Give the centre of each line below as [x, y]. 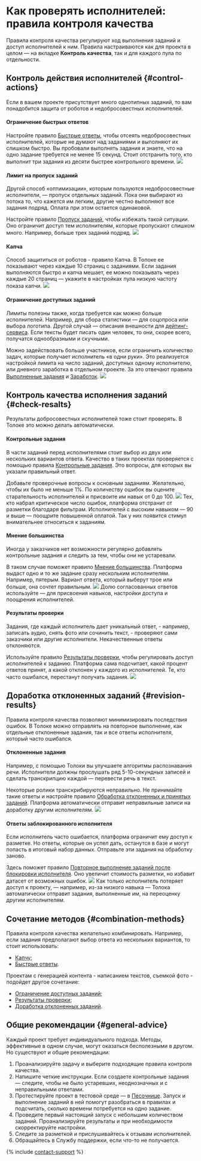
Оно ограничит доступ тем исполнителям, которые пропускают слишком [100, 226]
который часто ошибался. [39, 738]
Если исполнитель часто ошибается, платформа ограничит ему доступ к [99, 837]
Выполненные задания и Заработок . [53, 376]
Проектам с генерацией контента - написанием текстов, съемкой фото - [100, 976]
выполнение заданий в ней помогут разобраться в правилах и [95, 1102]
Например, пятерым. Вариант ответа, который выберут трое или [89, 580]
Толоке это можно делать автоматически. [60, 425]
